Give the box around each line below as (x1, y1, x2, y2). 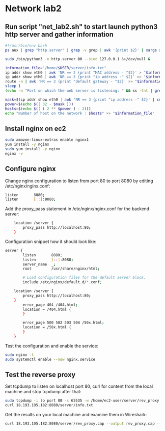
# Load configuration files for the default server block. (23, 275, 146, 280)
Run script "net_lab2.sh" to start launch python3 (5, 23, 158, 31)
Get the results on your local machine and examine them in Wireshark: (5, 412, 147, 418)
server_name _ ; (23, 262, 56, 267)
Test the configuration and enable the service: (5, 343, 99, 349)
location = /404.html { (23, 307, 71, 312)
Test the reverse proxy (5, 370, 76, 378)
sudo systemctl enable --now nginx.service (5, 357, 96, 362)
